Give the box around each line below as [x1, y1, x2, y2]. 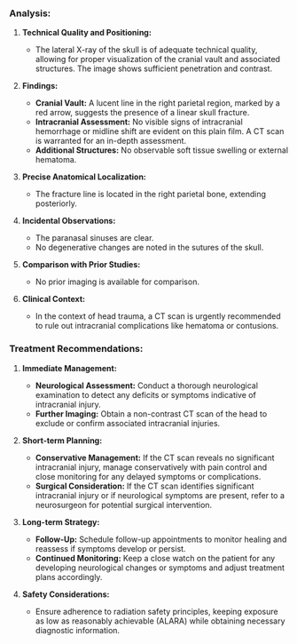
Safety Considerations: [21, 589, 110, 600]
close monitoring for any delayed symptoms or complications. [35, 471, 262, 481]
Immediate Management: [21, 362, 117, 373]
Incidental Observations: [21, 216, 116, 227]
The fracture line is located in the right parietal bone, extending [35, 189, 267, 200]
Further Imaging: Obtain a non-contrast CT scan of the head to [35, 408, 268, 419]
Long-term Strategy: [21, 516, 100, 527]
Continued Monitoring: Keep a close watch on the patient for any [35, 553, 276, 563]
